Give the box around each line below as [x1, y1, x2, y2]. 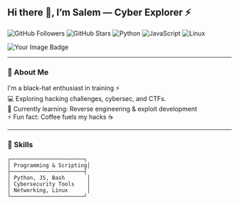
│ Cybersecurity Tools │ [7, 181, 91, 188]
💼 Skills [7, 140, 33, 150]
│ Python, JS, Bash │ [7, 174, 91, 182]
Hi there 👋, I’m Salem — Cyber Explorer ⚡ [7, 6, 191, 18]
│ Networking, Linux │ [7, 187, 91, 194]
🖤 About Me [7, 67, 49, 77]
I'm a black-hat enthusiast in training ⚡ [7, 84, 120, 92]
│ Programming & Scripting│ [7, 162, 91, 169]
